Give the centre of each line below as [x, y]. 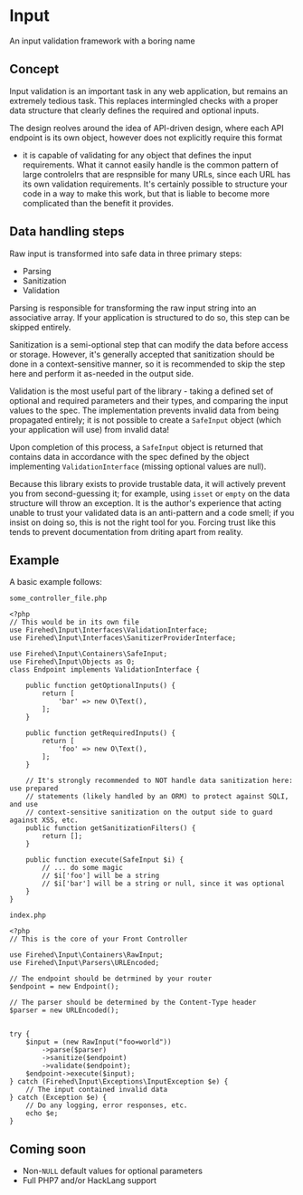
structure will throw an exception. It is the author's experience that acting [146, 502]
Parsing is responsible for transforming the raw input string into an [133, 308]
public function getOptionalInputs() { [101, 686]
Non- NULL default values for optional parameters [113, 1171]
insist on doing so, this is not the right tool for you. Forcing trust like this [142, 522]
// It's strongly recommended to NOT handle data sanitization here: [160, 781]
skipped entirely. [40, 327]
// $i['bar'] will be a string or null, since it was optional [163, 884]
